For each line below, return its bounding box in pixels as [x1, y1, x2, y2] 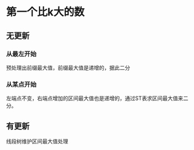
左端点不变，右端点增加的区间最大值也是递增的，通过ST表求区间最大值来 [6, 95, 183, 102]
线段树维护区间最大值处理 [6, 138, 68, 145]
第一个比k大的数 [6, 5, 85, 19]
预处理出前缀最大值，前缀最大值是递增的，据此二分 [6, 64, 130, 71]
